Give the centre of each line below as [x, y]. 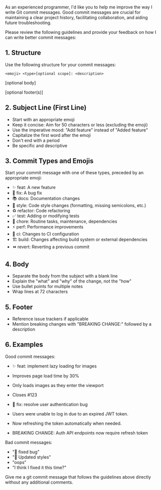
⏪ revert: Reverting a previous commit [51, 247]
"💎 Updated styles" [32, 457]
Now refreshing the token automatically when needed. [67, 423]
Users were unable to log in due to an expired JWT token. [70, 413]
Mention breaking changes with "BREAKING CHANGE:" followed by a [82, 324]
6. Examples [24, 345]
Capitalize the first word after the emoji [51, 135]
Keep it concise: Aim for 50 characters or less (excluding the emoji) [80, 125]
